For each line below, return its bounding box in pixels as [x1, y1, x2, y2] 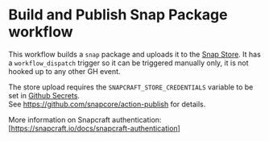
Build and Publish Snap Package [8, 6, 228, 24]
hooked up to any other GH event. [8, 66, 121, 76]
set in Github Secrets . [8, 90, 81, 100]
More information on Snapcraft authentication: [8, 114, 162, 124]
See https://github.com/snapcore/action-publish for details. [8, 99, 206, 109]
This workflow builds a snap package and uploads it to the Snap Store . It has [8, 49, 262, 59]
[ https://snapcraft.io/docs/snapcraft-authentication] [8, 123, 181, 133]
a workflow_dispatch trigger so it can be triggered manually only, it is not [8, 58, 249, 68]
